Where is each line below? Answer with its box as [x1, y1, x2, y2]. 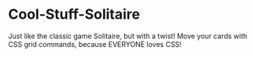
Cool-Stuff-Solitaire [8, 5, 140, 23]
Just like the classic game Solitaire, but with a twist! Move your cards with [8, 31, 248, 41]
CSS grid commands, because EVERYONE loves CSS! [8, 39, 183, 48]
